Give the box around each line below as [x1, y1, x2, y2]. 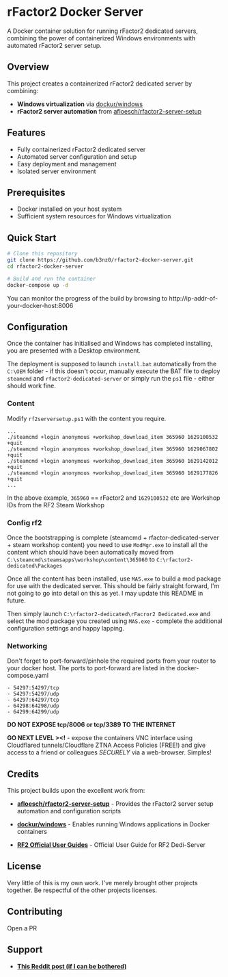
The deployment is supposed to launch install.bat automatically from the [7, 360, 217, 368]
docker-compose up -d [7, 281, 69, 288]
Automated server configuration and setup [16, 152, 137, 161]
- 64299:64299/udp [7, 709, 59, 715]
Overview [7, 61, 50, 73]
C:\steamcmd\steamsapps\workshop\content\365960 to [7, 555, 156, 563]
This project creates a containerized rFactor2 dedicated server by [7, 79, 193, 88]
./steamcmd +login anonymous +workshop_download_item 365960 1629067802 [7, 446, 218, 453]
